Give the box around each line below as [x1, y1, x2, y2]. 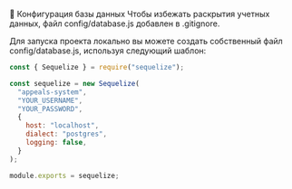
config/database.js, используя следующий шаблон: [9, 45, 207, 56]
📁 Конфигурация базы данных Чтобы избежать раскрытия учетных [9, 9, 270, 19]
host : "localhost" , [25, 121, 100, 130]
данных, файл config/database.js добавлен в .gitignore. [9, 18, 220, 29]
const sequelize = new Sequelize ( [9, 79, 141, 88]
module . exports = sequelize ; [9, 171, 120, 180]
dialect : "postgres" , [25, 129, 107, 139]
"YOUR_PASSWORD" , [17, 104, 83, 113]
